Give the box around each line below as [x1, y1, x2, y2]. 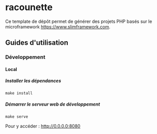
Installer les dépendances [5, 78, 61, 84]
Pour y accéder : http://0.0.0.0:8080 [5, 123, 81, 129]
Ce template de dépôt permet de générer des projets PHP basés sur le [5, 18, 152, 24]
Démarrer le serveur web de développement [5, 101, 100, 108]
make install [5, 90, 33, 95]
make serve [5, 114, 28, 119]
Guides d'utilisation [5, 39, 68, 47]
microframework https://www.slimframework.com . [5, 23, 110, 29]
